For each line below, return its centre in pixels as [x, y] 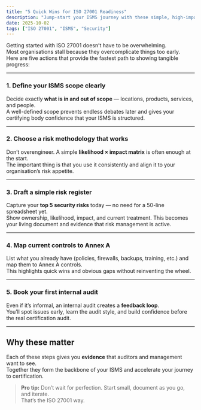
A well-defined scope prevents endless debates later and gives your [90, 111]
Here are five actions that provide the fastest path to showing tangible [92, 58]
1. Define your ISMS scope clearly [56, 86]
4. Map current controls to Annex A [58, 245]
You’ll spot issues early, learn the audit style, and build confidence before [97, 311]
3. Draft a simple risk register [49, 192]
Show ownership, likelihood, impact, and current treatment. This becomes [97, 218]
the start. [17, 158]
